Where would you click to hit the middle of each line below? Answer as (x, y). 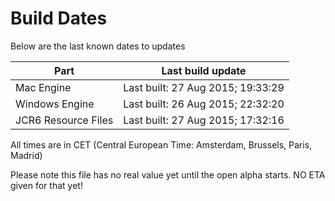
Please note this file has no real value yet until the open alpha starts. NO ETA (168, 174)
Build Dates (59, 18)
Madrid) (26, 155)
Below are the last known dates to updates (98, 46)
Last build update (204, 70)
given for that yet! (46, 185)
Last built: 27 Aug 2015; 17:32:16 (204, 120)
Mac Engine (43, 87)
